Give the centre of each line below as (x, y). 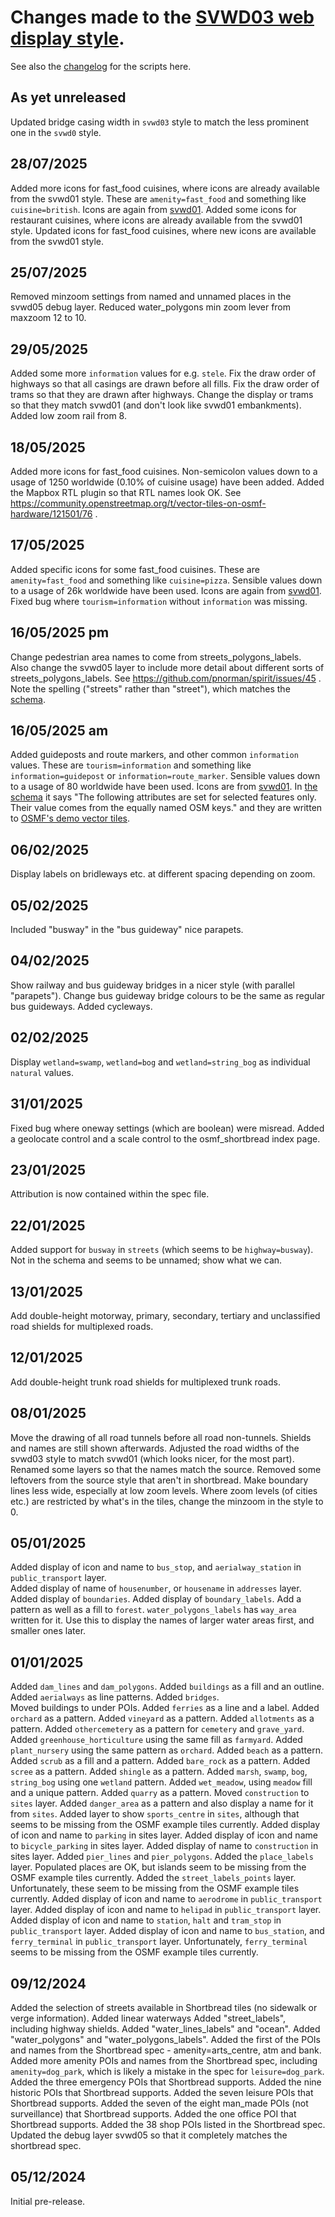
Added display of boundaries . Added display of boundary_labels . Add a (156, 1599)
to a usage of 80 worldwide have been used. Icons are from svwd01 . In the (164, 787)
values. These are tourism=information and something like (131, 765)
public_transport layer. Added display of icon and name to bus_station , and (167, 1931)
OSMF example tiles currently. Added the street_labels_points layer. (153, 1878)
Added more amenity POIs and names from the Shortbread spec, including (164, 2060)
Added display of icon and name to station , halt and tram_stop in (146, 1920)
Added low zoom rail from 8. (68, 416)
